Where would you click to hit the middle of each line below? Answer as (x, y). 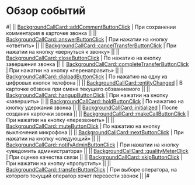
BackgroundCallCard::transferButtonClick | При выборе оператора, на (91, 169)
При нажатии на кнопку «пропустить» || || (58, 163)
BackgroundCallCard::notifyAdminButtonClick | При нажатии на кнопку (93, 145)
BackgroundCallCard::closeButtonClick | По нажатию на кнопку (84, 58)
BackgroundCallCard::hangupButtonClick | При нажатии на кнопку (87, 95)
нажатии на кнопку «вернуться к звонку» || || (63, 51)
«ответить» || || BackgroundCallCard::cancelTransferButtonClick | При (91, 46)
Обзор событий (46, 11)
